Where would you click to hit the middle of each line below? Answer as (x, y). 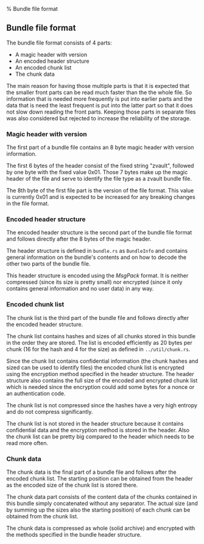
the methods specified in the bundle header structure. (74, 535)
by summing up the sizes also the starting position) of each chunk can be (98, 510)
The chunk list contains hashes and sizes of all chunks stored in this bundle (101, 336)
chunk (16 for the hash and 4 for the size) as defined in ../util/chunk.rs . (98, 349)
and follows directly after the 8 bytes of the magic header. (79, 239)
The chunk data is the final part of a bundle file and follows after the (91, 472)
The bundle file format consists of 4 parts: (59, 43)
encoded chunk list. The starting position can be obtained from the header (100, 478)
